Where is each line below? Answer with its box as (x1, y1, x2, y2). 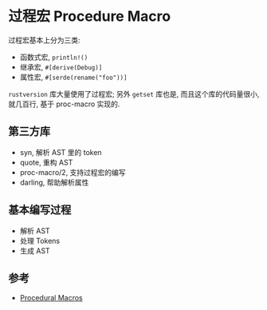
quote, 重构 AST (19, 157, 73, 167)
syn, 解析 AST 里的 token (19, 147, 102, 157)
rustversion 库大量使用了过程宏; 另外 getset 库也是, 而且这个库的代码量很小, (8, 89, 260, 98)
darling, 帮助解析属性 (19, 177, 89, 187)
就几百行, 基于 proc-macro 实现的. (8, 99, 120, 109)
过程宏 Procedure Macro (8, 7, 171, 26)
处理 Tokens (19, 236, 61, 245)
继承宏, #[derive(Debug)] (19, 62, 103, 72)
